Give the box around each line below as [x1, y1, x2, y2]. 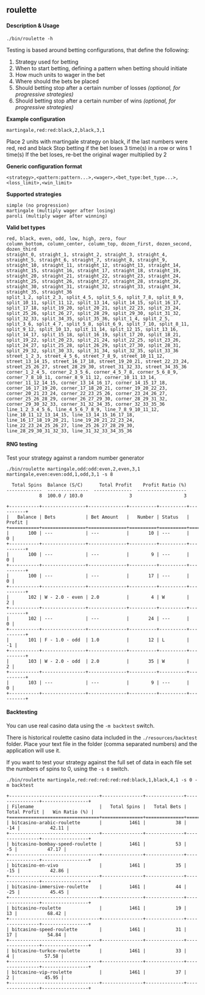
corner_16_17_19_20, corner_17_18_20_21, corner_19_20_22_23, [6, 385, 168, 391]
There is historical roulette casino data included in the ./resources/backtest [6, 734, 198, 741]
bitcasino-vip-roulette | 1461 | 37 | [12, 969, 187, 975]
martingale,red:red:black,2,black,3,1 [6, 127, 105, 133]
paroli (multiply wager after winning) [6, 213, 108, 219]
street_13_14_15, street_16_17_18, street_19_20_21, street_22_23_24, [6, 358, 190, 364]
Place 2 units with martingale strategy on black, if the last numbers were [6, 137, 188, 145]
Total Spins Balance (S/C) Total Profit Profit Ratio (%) [12, 482, 187, 488]
